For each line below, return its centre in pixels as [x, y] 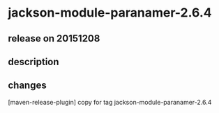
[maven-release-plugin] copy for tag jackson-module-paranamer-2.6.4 [110, 102]
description [33, 61]
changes [28, 86]
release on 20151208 [54, 38]
